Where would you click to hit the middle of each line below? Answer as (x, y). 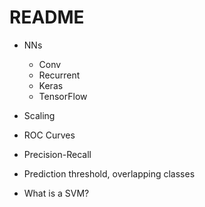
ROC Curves (49, 135)
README (47, 17)
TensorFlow (63, 96)
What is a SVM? (56, 193)
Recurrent (59, 75)
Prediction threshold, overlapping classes (109, 173)
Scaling (39, 115)
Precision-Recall (57, 154)
